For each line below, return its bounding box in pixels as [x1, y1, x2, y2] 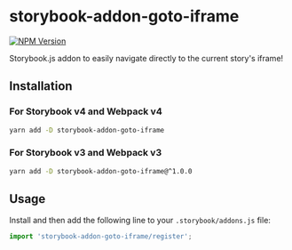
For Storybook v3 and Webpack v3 [9, 147, 162, 159]
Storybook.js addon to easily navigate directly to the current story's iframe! [9, 52, 284, 63]
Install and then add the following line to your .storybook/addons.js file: [9, 215, 271, 226]
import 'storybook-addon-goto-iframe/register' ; [9, 232, 193, 241]
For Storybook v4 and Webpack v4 [9, 105, 162, 117]
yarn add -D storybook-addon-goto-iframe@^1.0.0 [9, 166, 193, 175]
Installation [9, 78, 73, 94]
